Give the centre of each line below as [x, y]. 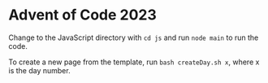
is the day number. [39, 70]
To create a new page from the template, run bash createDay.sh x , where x [134, 62]
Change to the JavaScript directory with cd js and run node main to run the [134, 37]
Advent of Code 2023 [82, 15]
